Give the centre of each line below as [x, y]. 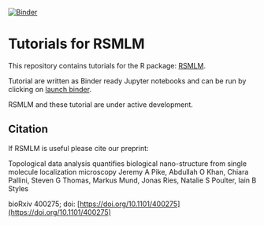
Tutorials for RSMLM [76, 44]
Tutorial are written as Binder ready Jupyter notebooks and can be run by [127, 81]
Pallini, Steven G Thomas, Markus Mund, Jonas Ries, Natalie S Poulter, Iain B [132, 180]
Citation [28, 129]
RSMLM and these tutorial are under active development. [100, 104]
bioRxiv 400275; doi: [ [44, 204]
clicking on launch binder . [50, 89]
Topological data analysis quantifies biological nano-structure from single [127, 163]
